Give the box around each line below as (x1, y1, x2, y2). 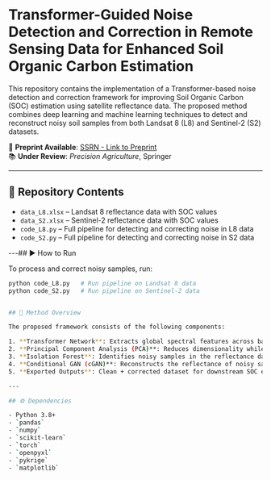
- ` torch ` (8, 441, 42, 449)
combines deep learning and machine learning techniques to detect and (8, 109, 248, 119)
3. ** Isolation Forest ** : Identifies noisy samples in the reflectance (8, 353, 254, 361)
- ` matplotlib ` (8, 464, 60, 472)
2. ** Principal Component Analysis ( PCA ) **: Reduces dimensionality (8, 345, 244, 353)
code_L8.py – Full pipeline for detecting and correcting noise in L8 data (19, 223, 254, 233)
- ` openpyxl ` (8, 449, 52, 457)
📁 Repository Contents (8, 186, 125, 199)
